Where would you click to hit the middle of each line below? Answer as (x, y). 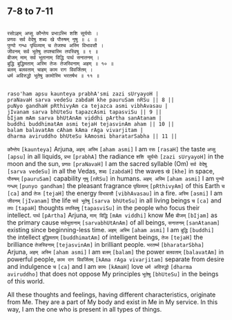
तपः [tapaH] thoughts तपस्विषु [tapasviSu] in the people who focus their (104, 207)
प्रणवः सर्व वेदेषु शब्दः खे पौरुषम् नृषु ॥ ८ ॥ (52, 39)
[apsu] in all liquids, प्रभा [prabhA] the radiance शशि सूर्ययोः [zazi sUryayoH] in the (116, 156)
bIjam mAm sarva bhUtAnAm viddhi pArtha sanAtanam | (85, 118)
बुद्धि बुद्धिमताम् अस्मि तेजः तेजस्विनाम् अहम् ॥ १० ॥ (60, 64)
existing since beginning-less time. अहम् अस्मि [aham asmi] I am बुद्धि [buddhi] (111, 229)
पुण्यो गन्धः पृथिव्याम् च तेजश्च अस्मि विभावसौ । (56, 45)
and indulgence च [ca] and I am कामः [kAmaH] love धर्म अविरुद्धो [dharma (100, 266)
